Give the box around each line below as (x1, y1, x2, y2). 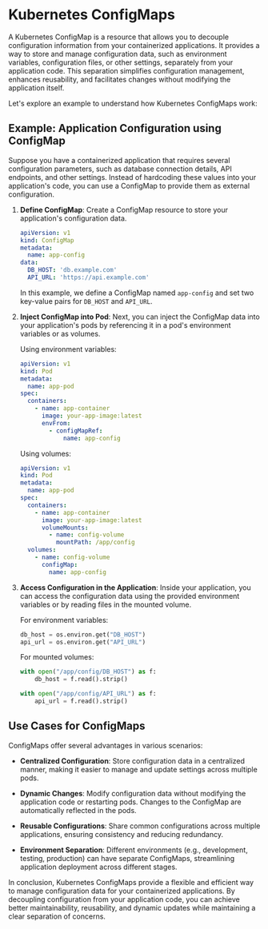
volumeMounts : (41, 524, 89, 532)
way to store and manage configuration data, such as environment (8, 49, 227, 58)
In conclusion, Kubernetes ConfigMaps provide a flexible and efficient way (8, 877, 254, 887)
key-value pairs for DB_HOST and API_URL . (19, 296, 154, 305)
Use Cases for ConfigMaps (8, 720, 146, 733)
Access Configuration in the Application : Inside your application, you (19, 582, 251, 592)
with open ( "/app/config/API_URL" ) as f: (19, 690, 157, 698)
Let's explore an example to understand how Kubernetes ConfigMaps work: (8, 98, 258, 108)
